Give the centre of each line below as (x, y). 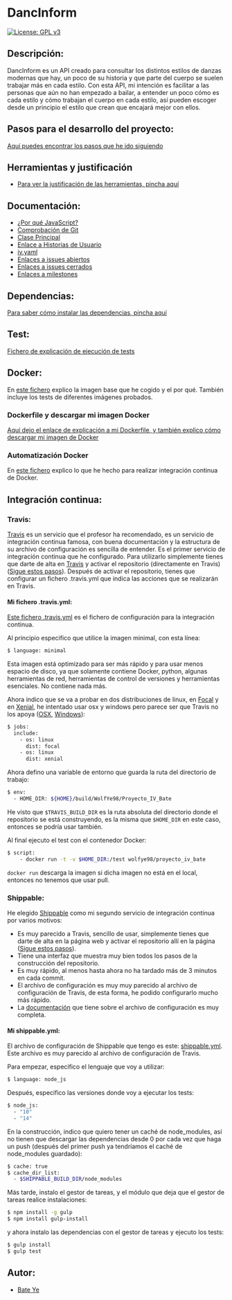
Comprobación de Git (48, 230)
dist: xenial (44, 759)
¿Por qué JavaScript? (47, 222)
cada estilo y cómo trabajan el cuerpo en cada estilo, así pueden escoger (112, 100)
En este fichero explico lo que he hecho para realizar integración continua (113, 471)
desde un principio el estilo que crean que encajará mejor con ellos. (104, 107)
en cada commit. (41, 978)
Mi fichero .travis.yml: (40, 601)
